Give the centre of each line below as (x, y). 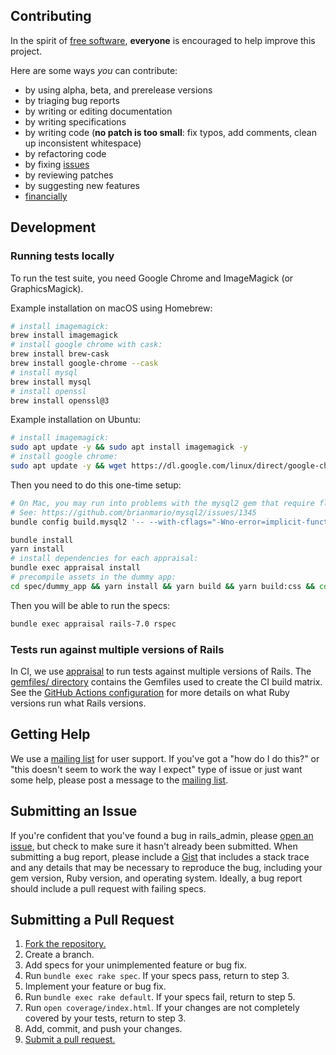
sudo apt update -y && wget (69, 466)
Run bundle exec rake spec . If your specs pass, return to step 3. (157, 976)
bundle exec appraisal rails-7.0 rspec (93, 624)
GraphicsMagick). (47, 288)
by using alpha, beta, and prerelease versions (118, 90)
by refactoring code (65, 153)
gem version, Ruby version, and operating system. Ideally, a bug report (156, 878)
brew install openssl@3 (60, 400)
